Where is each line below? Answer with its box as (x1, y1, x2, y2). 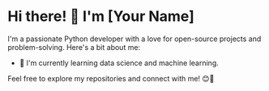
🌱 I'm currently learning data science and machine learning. (19, 58, 220, 68)
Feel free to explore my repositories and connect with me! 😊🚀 (7, 73, 215, 83)
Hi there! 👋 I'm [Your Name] (7, 7, 195, 26)
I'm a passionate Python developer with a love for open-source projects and (7, 34, 262, 43)
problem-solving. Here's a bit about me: (7, 42, 141, 52)
